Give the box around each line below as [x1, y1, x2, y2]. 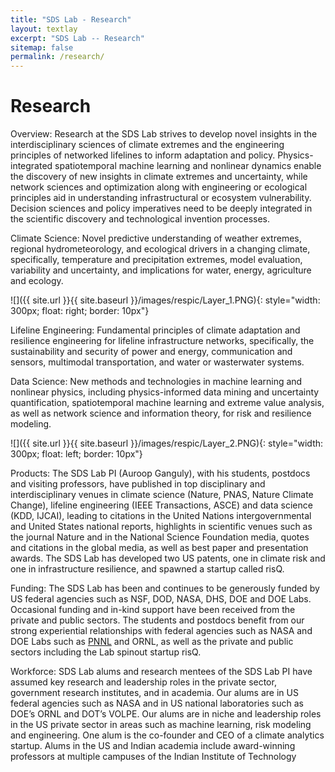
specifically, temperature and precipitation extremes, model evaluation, [10, 254, 303, 266]
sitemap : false [10, 42, 74, 53]
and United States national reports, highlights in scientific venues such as [10, 521, 313, 533]
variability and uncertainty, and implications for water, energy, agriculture [10, 264, 312, 276]
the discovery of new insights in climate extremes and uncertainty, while [10, 171, 308, 183]
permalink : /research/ [10, 52, 105, 62]
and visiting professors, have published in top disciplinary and [10, 478, 266, 490]
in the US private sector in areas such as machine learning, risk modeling [10, 719, 312, 731]
